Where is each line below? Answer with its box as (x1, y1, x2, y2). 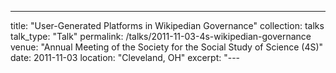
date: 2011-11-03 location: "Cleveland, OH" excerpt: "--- (10, 52, 241, 63)
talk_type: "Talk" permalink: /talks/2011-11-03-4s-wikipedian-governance (10, 31, 312, 42)
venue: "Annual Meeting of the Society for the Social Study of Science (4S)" (10, 41, 324, 53)
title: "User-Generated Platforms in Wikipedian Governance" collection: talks (10, 20, 325, 31)
